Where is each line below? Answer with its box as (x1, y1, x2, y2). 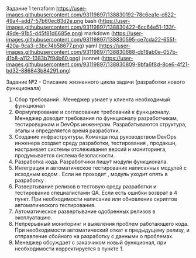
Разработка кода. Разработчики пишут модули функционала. (14, 158, 169, 165)
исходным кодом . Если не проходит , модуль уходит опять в (14, 171, 168, 177)
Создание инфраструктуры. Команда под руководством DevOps (14, 133, 177, 140)
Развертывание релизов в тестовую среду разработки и (14, 183, 157, 190)
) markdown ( (81, 30, 114, 37)
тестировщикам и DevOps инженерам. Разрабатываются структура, (14, 121, 187, 128)
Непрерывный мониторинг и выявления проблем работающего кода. (14, 221, 189, 227)
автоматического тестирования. (14, 202, 96, 208)
